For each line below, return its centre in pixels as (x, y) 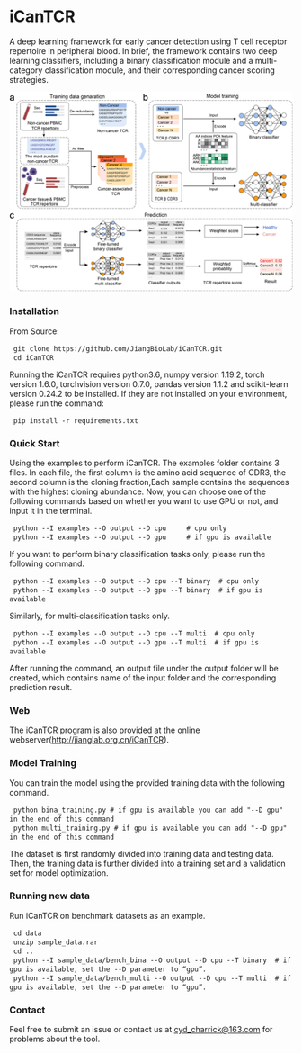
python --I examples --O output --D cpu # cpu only (120, 528)
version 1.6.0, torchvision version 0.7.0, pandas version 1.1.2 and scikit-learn (149, 383)
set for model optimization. (59, 873)
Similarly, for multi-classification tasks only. (90, 616)
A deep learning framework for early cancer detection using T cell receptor (148, 41)
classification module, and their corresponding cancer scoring (160, 70)
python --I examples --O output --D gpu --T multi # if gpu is (136, 642)
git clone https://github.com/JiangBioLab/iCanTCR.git (118, 348)
